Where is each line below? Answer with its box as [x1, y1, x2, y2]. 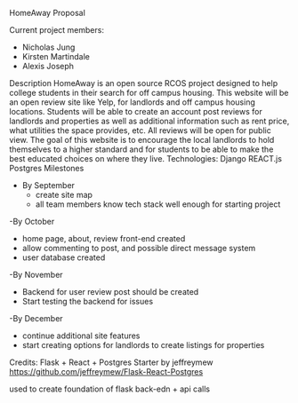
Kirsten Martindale [21, 51, 91, 61]
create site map [35, 190, 93, 200]
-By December [9, 313, 64, 323]
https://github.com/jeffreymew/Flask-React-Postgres [9, 367, 204, 376]
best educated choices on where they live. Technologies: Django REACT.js [9, 154, 283, 163]
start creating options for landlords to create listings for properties [21, 340, 265, 350]
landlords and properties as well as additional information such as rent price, [9, 115, 290, 126]
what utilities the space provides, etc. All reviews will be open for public [9, 125, 271, 136]
